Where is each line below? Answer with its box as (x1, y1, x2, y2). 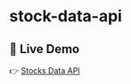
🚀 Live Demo (9, 42, 80, 57)
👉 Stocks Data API (9, 65, 80, 76)
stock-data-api (9, 6, 123, 27)
